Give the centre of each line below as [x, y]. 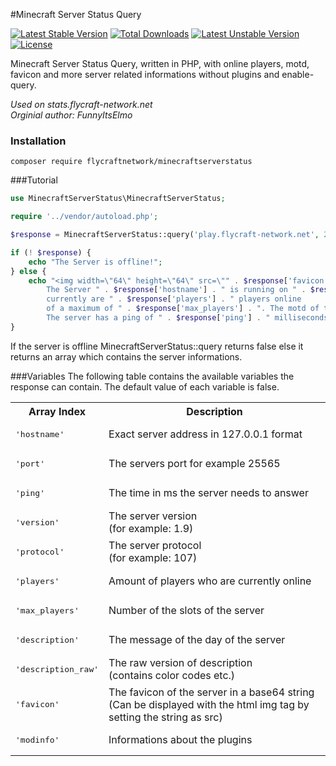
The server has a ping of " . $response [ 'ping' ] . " [158, 318]
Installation [38, 141]
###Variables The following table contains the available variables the [152, 376]
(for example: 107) [153, 558]
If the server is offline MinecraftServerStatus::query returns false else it [157, 346]
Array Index [57, 411]
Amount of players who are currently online [210, 581]
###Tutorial [34, 180]
